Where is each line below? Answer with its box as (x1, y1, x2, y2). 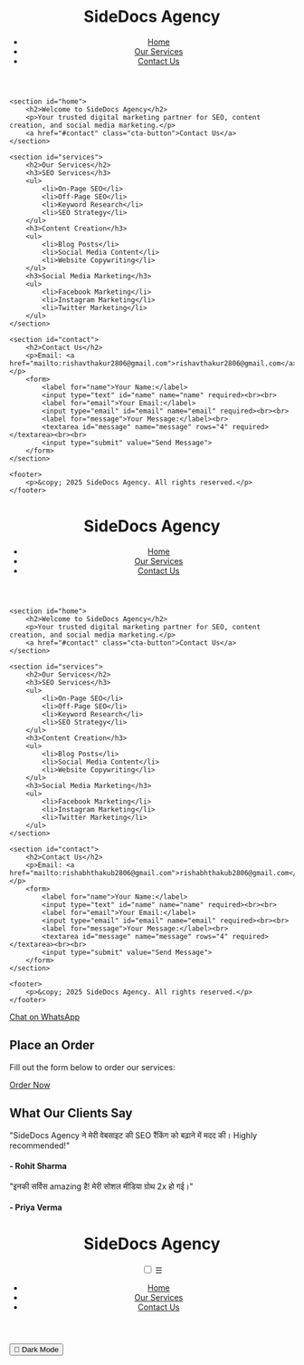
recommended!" (9, 1140, 71, 1151)
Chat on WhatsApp (9, 1011, 81, 1022)
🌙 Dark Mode (14, 1345, 59, 1355)
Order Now (9, 1079, 51, 1090)
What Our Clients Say (9, 1106, 133, 1121)
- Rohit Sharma (9, 1161, 68, 1172)
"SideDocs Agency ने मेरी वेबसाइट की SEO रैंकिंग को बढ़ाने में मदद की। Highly (9, 1129, 258, 1140)
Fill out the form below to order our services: (9, 1061, 176, 1072)
